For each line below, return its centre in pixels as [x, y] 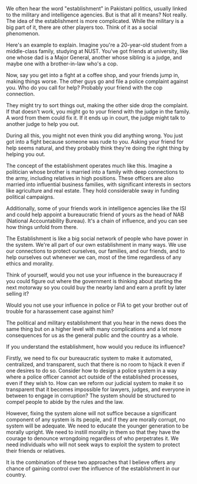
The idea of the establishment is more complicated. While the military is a [95, 21]
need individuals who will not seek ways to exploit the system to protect [93, 445]
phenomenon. [23, 34]
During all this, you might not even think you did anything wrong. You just [95, 135]
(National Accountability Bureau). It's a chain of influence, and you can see [97, 221]
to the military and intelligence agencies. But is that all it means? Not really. [97, 15]
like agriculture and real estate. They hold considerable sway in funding [93, 190]
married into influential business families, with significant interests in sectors [98, 184]
